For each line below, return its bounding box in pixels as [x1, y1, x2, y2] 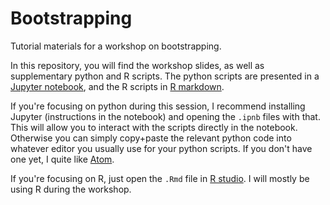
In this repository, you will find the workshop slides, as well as [10, 59, 265, 71]
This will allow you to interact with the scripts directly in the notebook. [10, 121, 298, 133]
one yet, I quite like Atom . [10, 153, 115, 165]
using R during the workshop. [10, 183, 132, 195]
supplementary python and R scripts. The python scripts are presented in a [10, 70, 320, 82]
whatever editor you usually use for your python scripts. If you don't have [10, 142, 313, 154]
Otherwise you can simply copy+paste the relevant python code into [10, 132, 292, 144]
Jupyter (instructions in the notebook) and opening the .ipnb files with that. [10, 110, 321, 122]
